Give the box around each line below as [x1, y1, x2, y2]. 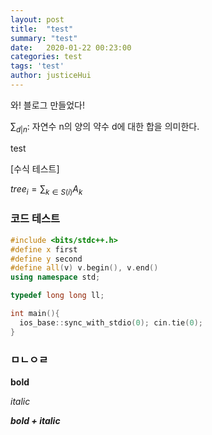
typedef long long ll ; [10, 291, 105, 301]
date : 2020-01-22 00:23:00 [10, 42, 132, 53]
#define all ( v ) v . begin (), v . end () [10, 263, 159, 273]
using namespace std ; [10, 272, 101, 283]
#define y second [10, 254, 83, 264]
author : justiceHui [10, 71, 92, 81]
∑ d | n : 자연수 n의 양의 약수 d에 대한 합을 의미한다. [10, 120, 200, 135]
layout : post [10, 14, 65, 25]
